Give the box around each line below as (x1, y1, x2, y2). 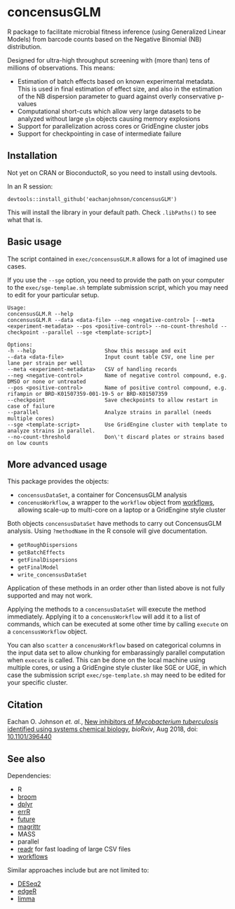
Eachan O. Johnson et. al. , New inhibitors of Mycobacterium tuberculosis (7, 718, 219, 726)
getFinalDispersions (17, 557, 78, 564)
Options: (7, 341, 33, 348)
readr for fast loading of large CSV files (17, 845, 131, 853)
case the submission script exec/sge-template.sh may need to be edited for (7, 671, 226, 679)
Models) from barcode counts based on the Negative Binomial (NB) (7, 34, 202, 43)
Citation (7, 699, 43, 711)
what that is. (7, 215, 43, 224)
